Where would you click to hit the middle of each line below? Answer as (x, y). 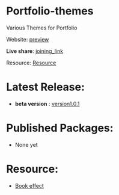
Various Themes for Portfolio (42, 28)
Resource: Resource (31, 63)
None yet (26, 144)
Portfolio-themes (50, 11)
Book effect (29, 185)
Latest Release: (46, 87)
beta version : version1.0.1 (47, 104)
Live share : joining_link (35, 51)
